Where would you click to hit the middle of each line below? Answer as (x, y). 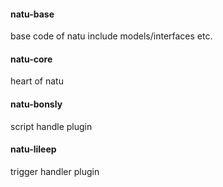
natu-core (31, 59)
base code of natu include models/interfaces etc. (111, 36)
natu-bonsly (36, 104)
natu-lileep (33, 149)
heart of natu (37, 81)
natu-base (32, 14)
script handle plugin (51, 126)
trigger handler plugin (55, 171)
